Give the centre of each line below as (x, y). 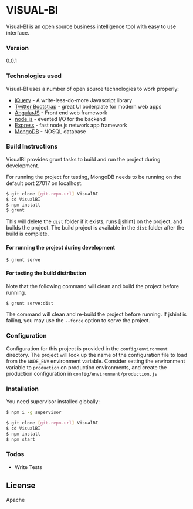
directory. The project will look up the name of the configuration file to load (97, 355)
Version (18, 48)
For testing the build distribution (46, 273)
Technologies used (34, 76)
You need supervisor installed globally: (53, 402)
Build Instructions (32, 146)
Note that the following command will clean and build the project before (93, 286)
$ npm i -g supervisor (34, 412)
